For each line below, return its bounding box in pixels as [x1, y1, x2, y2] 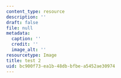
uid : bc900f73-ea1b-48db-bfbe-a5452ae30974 [6, 63, 116, 69]
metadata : [6, 30, 31, 36]
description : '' [6, 14, 46, 20]
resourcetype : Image [6, 52, 58, 58]
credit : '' [11, 42, 39, 48]
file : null [6, 25, 33, 31]
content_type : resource [6, 8, 65, 15]
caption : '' [11, 36, 42, 42]
